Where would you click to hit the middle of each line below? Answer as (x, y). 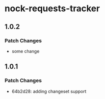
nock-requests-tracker (52, 9)
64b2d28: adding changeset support (49, 91)
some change (26, 51)
